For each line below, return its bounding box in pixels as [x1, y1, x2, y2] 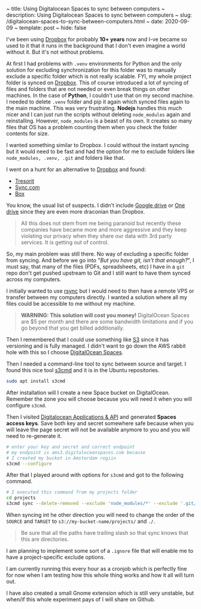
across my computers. [6, 276, 62, 283]
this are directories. [20, 535, 69, 543]
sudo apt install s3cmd [6, 378, 66, 384]
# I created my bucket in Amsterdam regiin [6, 455, 117, 461]
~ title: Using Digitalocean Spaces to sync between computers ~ [6, 5, 165, 12]
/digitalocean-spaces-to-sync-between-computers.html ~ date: [6, 18, 164, 25]
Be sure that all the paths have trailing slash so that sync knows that [20, 529, 188, 536]
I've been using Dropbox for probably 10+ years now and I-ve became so [6, 36, 187, 42]
